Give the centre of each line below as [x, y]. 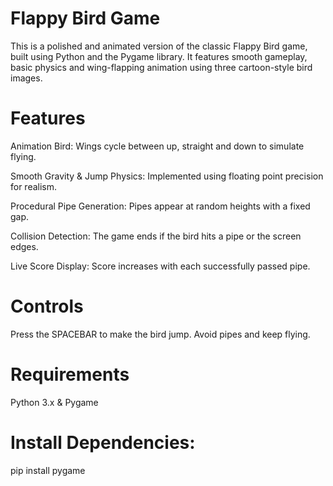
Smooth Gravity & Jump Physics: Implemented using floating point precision [167, 176]
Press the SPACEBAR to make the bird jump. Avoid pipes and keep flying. [160, 334]
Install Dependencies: [103, 442]
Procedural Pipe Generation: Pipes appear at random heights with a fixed [160, 206]
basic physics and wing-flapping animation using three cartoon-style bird [161, 67]
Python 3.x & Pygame [54, 402]
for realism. [34, 186]
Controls [47, 306]
